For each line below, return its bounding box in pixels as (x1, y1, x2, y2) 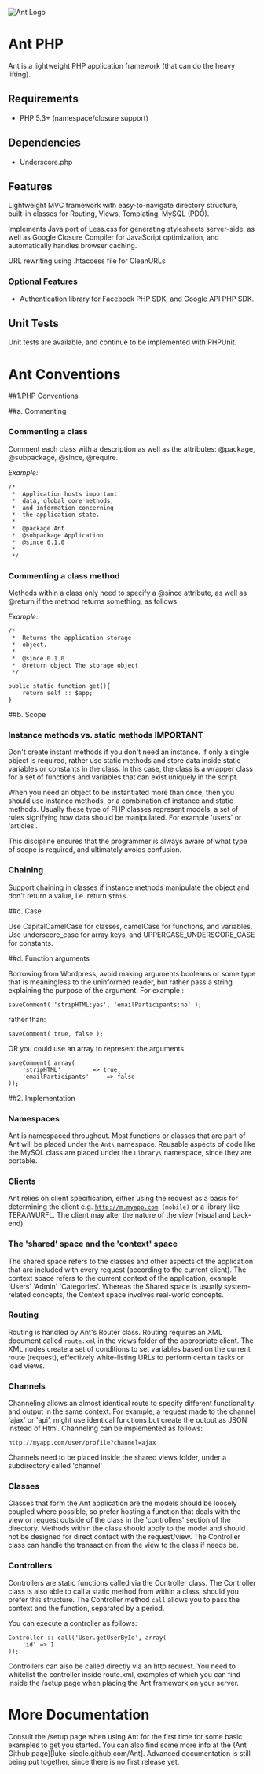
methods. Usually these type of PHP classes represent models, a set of (8, 805, 239, 814)
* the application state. (11, 511, 101, 519)
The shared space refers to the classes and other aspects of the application (8, 1256, 254, 1266)
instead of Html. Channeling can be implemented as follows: (8, 1423, 203, 1434)
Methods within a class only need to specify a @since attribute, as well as (8, 588, 247, 598)
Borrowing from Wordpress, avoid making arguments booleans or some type (8, 969, 256, 978)
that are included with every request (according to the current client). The (8, 1265, 247, 1274)
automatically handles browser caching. (8, 241, 137, 251)
